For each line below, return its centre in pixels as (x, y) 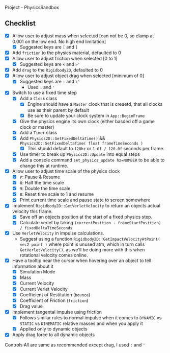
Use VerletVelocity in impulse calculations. (58, 233)
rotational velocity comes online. (54, 255)
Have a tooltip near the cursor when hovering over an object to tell (81, 261)
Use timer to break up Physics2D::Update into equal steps (80, 154)
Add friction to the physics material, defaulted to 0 (67, 53)
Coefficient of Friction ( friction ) (54, 300)
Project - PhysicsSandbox (32, 7)
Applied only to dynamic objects (53, 329)
